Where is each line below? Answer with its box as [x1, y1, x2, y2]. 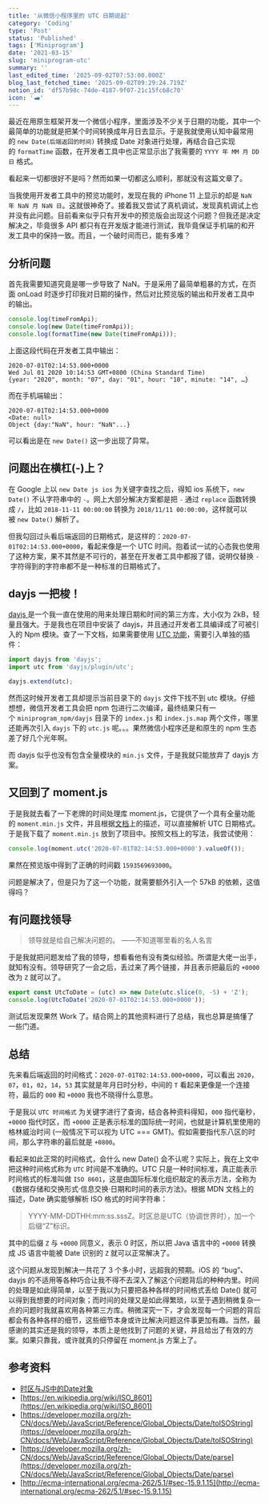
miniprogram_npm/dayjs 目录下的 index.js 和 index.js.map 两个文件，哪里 [17, 713, 259, 722]
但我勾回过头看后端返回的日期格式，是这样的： [8, 531, 163, 541]
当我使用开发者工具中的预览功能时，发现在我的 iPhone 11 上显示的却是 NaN [8, 191, 252, 200]
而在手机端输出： [8, 390, 65, 400]
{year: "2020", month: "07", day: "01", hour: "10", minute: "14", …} [8, 376, 249, 384]
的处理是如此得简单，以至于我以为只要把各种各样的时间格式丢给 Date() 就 [8, 1285, 251, 1294]
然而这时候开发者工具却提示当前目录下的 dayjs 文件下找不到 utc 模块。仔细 [8, 693, 255, 702]
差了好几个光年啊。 [8, 733, 72, 742]
